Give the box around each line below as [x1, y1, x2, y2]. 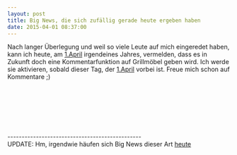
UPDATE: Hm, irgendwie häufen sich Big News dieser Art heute [7, 140, 192, 149]
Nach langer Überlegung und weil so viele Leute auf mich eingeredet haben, [7, 43, 230, 51]
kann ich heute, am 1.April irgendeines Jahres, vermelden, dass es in [7, 50, 207, 58]
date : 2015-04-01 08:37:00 [7, 23, 87, 30]
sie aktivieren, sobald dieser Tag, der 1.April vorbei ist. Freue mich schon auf [7, 65, 230, 74]
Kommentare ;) [7, 73, 51, 81]
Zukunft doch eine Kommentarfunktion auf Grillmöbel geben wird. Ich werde [7, 58, 230, 66]
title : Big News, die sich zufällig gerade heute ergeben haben [7, 17, 201, 24]
